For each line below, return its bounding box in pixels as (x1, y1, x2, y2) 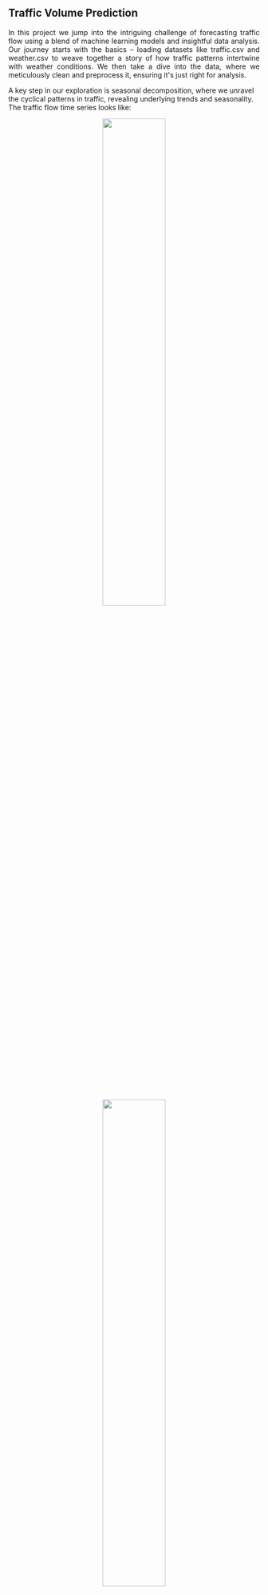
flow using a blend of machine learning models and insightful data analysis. (8, 36, 260, 46)
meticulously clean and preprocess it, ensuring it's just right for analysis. (8, 70, 247, 79)
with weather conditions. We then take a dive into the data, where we (8, 62, 260, 71)
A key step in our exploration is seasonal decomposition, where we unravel (8, 86, 254, 95)
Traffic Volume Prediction (8, 6, 138, 20)
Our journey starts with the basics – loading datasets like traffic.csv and (8, 44, 260, 54)
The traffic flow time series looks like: (8, 102, 132, 112)
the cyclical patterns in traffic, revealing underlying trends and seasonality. (8, 93, 254, 103)
